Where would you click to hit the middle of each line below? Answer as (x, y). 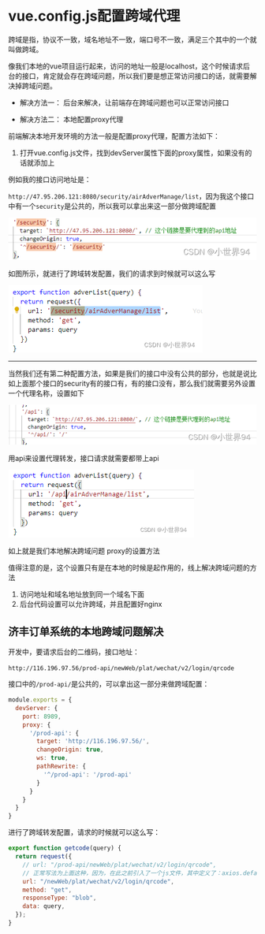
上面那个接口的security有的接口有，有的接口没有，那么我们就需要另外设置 (135, 384)
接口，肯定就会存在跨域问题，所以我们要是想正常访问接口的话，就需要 (136, 76)
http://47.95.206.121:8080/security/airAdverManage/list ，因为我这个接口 (131, 196)
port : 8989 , (42, 716)
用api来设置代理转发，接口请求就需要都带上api (84, 459)
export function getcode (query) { (65, 848)
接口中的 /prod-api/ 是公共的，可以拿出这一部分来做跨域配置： (109, 684)
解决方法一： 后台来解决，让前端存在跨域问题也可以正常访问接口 (124, 102)
